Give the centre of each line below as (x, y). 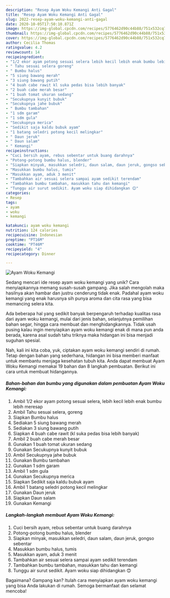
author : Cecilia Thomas (31, 43)
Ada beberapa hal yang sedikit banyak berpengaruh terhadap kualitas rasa (83, 314)
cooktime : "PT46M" (25, 244)
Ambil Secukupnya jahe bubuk (45, 455)
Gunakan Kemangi (32, 504)
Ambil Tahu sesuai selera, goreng (48, 412)
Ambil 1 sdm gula (31, 471)
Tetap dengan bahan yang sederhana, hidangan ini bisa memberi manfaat (82, 356)
